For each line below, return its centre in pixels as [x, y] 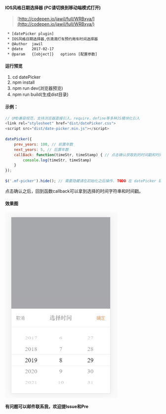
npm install [23, 82]
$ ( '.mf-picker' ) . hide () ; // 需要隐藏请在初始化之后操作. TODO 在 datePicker [81, 181]
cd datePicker [26, 77]
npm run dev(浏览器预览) [38, 88]
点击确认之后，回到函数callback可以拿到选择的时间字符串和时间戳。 [74, 191]
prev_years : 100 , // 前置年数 [43, 144]
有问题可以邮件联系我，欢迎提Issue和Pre [47, 407]
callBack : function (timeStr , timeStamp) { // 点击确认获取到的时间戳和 [85, 155]
